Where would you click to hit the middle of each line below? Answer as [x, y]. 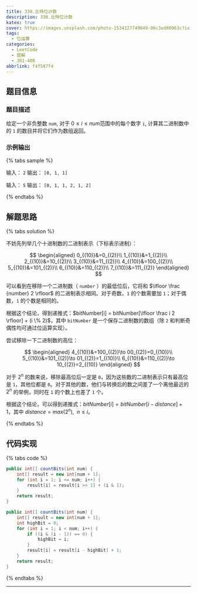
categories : [21, 45]
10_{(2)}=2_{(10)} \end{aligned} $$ [98, 365]
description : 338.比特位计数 [40, 17]
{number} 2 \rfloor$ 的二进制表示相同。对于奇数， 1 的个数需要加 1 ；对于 [94, 294]
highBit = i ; [53, 540]
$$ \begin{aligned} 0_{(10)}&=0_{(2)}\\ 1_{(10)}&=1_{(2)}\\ [98, 255]
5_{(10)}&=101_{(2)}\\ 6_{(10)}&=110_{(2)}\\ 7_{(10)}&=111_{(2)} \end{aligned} [98, 268]
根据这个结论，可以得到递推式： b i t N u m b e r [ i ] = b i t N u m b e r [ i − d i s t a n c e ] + [94, 404]
